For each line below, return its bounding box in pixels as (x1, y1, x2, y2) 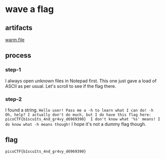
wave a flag (5, 4, 54, 15)
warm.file (5, 37, 25, 43)
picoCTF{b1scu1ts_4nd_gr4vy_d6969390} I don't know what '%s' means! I (5, 116, 160, 121)
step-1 (5, 66, 21, 73)
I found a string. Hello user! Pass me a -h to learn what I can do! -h (5, 107, 154, 113)
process (5, 51, 32, 60)
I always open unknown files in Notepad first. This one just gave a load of (5, 78, 157, 84)
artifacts (5, 24, 33, 32)
